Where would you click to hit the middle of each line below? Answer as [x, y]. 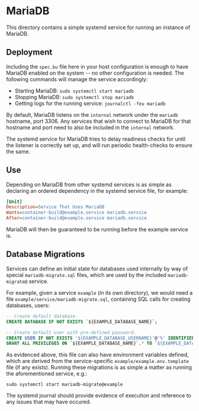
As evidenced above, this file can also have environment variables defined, [98, 355]
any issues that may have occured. [49, 402]
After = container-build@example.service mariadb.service [76, 218]
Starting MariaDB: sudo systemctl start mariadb [74, 91]
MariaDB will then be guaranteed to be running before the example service [97, 230]
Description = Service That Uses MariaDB [55, 207]
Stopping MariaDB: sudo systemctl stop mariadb [74, 97]
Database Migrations [46, 254]
